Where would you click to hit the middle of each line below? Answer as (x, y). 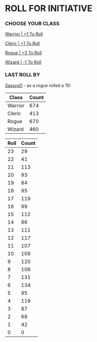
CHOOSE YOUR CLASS (32, 24)
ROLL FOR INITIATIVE (49, 8)
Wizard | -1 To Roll (23, 62)
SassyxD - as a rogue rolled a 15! (38, 85)
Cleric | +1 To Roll (23, 44)
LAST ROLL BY (23, 75)
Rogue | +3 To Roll (24, 53)
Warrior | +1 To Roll (24, 34)
